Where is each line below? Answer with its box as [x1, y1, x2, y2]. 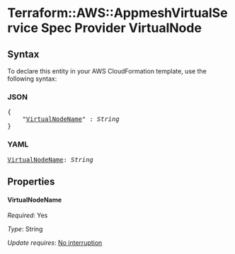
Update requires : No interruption [7, 238, 103, 247]
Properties [7, 175, 55, 187]
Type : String [7, 225, 43, 233]
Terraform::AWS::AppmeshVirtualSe [7, 5, 228, 21]
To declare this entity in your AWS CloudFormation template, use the [7, 67, 207, 75]
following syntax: [7, 74, 57, 83]
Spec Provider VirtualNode [41, 20, 202, 36]
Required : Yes [7, 211, 48, 220]
